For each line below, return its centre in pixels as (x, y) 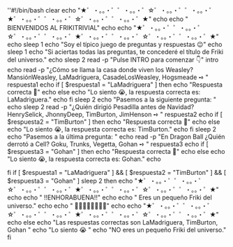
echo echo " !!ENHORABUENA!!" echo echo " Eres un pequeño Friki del (110, 197)
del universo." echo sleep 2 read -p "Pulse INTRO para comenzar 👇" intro (113, 59)
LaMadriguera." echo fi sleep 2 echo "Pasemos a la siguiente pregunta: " (112, 99)
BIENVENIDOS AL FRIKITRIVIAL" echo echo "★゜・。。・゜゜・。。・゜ (106, 28)
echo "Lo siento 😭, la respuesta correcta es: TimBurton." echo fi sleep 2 (112, 129)
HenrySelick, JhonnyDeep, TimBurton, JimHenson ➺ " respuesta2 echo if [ (115, 114)
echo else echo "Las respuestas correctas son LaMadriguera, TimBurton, (113, 222)
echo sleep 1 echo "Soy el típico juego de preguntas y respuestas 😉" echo (115, 44)
